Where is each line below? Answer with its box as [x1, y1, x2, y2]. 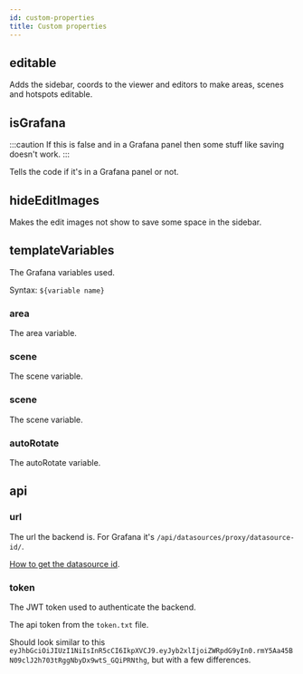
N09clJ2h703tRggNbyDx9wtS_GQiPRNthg [9, 656, 147, 665]
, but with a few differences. [147, 654, 251, 665]
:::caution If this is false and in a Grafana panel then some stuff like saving [9, 140, 285, 150]
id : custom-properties [9, 13, 95, 23]
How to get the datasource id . [9, 558, 120, 569]
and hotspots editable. [9, 89, 93, 100]
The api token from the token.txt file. [9, 619, 149, 630]
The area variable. [9, 328, 77, 339]
